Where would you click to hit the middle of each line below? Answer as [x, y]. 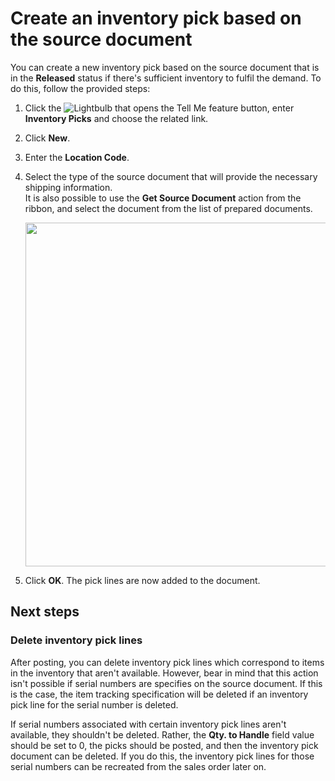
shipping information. [68, 187]
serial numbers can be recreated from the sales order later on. [138, 766]
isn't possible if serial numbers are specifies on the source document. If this [166, 683]
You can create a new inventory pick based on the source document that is [165, 67]
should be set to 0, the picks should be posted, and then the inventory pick [164, 745]
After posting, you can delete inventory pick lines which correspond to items [167, 662]
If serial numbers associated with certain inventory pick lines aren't [148, 724]
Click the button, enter [159, 108]
